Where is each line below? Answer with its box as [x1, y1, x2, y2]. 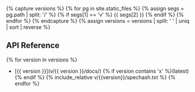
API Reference [6, 40, 60, 50]
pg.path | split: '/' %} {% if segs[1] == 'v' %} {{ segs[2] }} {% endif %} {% [6, 11, 184, 18]
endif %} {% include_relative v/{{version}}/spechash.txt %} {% [23, 73, 176, 81]
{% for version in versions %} [6, 56, 78, 63]
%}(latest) [164, 67, 189, 74]
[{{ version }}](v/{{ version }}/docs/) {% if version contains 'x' [14, 67, 163, 74]
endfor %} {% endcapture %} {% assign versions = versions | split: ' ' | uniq [6, 18, 190, 24]
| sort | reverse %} [6, 23, 51, 30]
